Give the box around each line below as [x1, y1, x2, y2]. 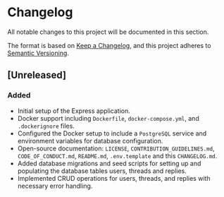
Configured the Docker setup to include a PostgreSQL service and [17, 129, 207, 138]
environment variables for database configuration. [17, 136, 163, 145]
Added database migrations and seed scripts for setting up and [17, 159, 201, 167]
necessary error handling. [17, 181, 93, 190]
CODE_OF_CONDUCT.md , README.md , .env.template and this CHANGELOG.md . [17, 151, 218, 160]
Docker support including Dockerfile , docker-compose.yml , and [17, 114, 199, 122]
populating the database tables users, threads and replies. [17, 167, 187, 175]
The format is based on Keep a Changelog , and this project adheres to [7, 41, 211, 49]
